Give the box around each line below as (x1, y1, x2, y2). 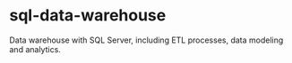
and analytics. (9, 43, 61, 54)
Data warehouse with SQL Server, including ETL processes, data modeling (9, 35, 284, 45)
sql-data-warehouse (9, 5, 167, 26)
